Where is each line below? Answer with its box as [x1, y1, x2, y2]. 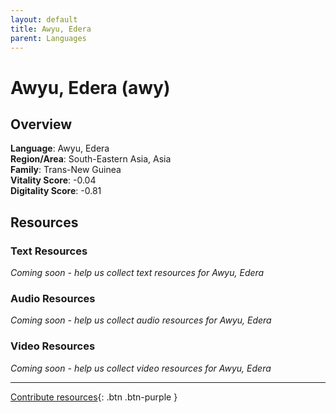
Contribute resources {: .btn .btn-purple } [10, 391, 178, 403]
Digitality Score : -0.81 [10, 185, 102, 197]
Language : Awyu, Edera [10, 142, 110, 155]
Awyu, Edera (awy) [10, 76, 171, 99]
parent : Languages [10, 33, 87, 43]
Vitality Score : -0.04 [10, 174, 97, 186]
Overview [10, 116, 73, 133]
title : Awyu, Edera [10, 24, 92, 34]
